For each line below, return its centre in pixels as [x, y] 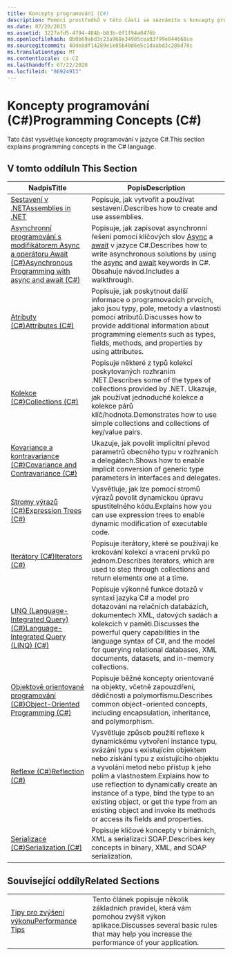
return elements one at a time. [139, 578]
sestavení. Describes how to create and [154, 208]
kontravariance [35, 456]
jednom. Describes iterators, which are [153, 561]
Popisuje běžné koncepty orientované [152, 678]
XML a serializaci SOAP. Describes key [153, 839]
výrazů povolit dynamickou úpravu [147, 498]
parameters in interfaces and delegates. [156, 478]
